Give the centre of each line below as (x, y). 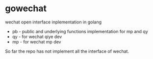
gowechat (26, 9)
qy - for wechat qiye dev (37, 37)
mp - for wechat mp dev (37, 41)
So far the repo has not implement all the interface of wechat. (67, 51)
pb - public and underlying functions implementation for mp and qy (80, 31)
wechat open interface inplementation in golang (53, 22)
